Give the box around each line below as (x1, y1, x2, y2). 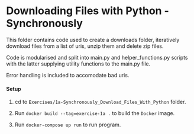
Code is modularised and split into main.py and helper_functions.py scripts (6, 54, 188, 61)
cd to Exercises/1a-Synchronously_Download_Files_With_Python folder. (14, 99, 186, 106)
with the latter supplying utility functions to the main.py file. (6, 60, 151, 67)
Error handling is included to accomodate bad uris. (6, 71, 130, 79)
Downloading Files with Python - (6, 4, 170, 18)
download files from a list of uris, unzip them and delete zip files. (6, 43, 164, 50)
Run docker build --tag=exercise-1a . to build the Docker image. (14, 110, 175, 117)
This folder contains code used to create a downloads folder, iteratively (6, 36, 180, 43)
